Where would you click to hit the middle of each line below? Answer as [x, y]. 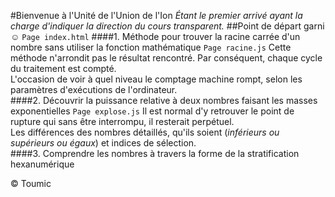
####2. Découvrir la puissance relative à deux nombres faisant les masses [164, 100]
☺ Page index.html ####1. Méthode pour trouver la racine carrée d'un [155, 36]
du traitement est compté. [63, 68]
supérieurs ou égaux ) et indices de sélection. [103, 143]
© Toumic [31, 183]
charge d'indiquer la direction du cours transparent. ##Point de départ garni [167, 26]
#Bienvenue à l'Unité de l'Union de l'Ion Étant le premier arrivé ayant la [156, 15]
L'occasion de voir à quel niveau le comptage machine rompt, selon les [156, 79]
